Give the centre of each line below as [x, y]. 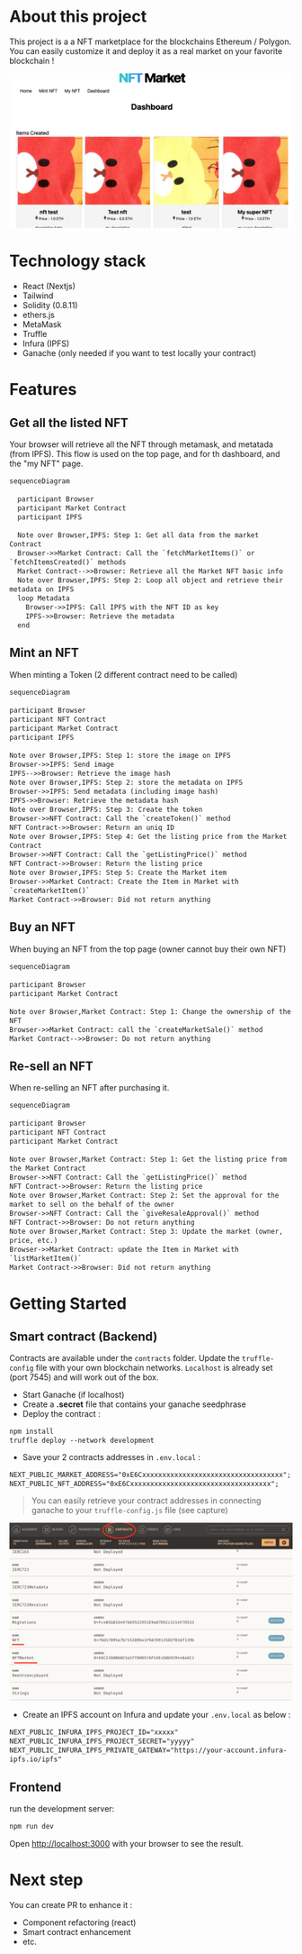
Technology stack [78, 261]
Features [43, 390]
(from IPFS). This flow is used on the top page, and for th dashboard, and [145, 454]
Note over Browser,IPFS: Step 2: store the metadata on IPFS [126, 782]
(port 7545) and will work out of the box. [84, 1377]
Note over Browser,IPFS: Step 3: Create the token [106, 809]
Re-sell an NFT [52, 1067]
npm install [31, 1432]
